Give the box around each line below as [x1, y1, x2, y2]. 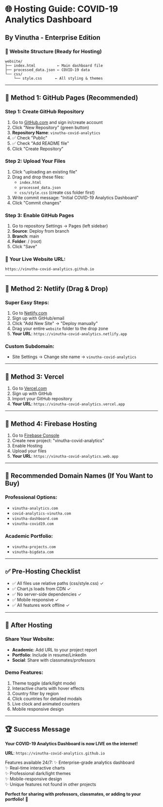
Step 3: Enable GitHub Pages [5, 212, 74, 219]
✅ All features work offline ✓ [12, 602, 70, 608]
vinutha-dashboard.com [12, 516, 58, 521]
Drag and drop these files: [12, 174, 65, 180]
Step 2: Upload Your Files [5, 158, 66, 165]
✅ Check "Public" [12, 135, 48, 140]
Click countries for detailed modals [12, 696, 82, 702]
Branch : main [12, 233, 40, 239]
